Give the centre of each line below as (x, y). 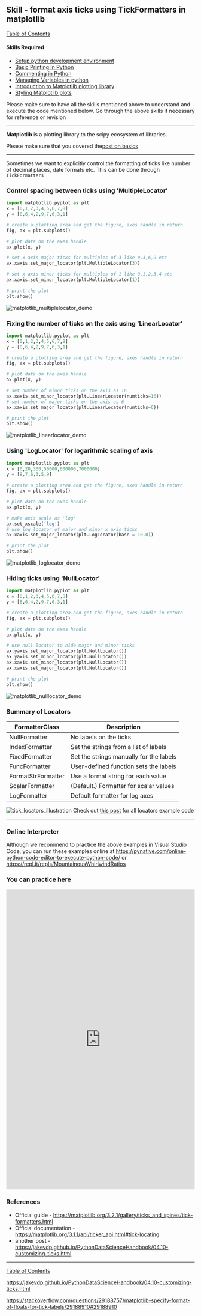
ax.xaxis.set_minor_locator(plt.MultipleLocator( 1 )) (73, 280)
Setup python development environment (65, 61)
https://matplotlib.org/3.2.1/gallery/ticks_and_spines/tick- (123, 1215)
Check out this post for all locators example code (133, 810)
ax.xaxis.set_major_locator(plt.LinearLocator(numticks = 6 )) (83, 407)
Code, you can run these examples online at (60, 851)
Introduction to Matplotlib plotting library (65, 86)
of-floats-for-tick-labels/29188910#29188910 (62, 1306)
